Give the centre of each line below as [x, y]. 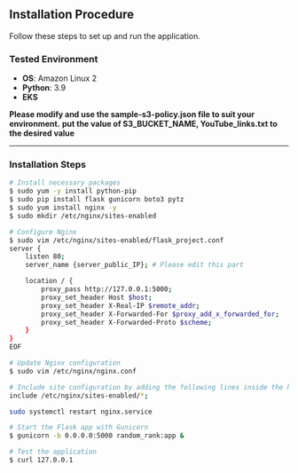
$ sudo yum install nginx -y [63, 208]
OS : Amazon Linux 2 [59, 78]
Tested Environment [54, 59]
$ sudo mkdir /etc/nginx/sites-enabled [83, 216]
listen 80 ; [45, 256]
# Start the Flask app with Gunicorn [79, 428]
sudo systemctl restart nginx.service [81, 412]
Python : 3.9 [44, 88]
